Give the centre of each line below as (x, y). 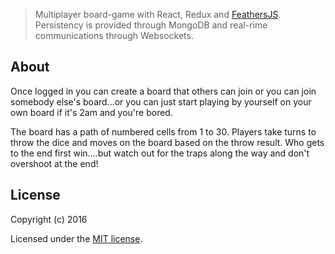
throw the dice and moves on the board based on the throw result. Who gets (167, 142)
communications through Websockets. (114, 35)
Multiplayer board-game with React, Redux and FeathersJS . (158, 14)
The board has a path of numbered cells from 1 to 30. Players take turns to (163, 131)
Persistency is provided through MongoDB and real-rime (151, 25)
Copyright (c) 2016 (49, 219)
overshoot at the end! (54, 163)
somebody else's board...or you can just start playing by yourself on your (161, 101)
